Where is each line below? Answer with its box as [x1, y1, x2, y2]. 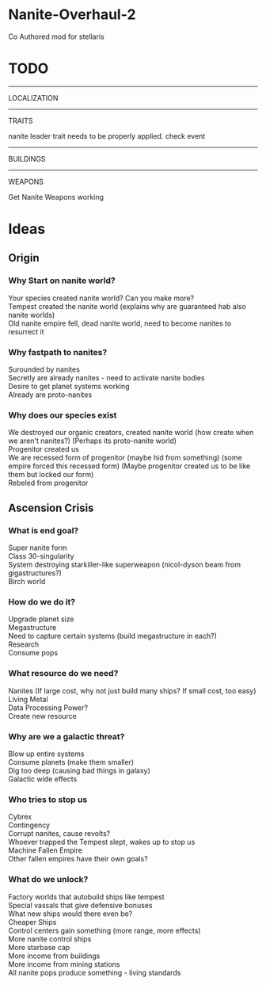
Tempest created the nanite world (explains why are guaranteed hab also [8, 301, 247, 311]
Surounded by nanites [8, 365, 81, 374]
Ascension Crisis [8, 501, 94, 514]
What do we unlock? [8, 874, 89, 885]
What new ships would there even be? [8, 909, 133, 918]
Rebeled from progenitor [8, 478, 89, 488]
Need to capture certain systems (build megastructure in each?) [8, 632, 218, 641]
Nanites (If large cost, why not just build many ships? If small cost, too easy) [8, 685, 256, 695]
